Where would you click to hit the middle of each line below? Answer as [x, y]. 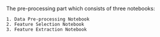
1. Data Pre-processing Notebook [48, 19]
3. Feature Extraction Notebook [46, 29]
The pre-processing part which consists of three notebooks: [81, 9]
